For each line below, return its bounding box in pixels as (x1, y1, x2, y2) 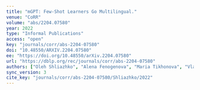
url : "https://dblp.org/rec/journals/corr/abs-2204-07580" (6, 58, 156, 64)
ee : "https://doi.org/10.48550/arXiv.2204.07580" (6, 53, 132, 59)
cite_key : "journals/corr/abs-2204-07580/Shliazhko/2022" (6, 75, 153, 81)
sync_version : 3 (6, 69, 46, 75)
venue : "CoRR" (6, 14, 42, 20)
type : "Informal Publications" (6, 31, 84, 37)
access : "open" (6, 36, 44, 42)
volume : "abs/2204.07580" (6, 20, 70, 25)
